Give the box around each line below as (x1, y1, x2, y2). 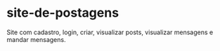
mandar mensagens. (6, 35, 66, 43)
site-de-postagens (6, 5, 119, 21)
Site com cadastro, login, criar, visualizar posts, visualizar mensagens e (6, 28, 214, 36)
